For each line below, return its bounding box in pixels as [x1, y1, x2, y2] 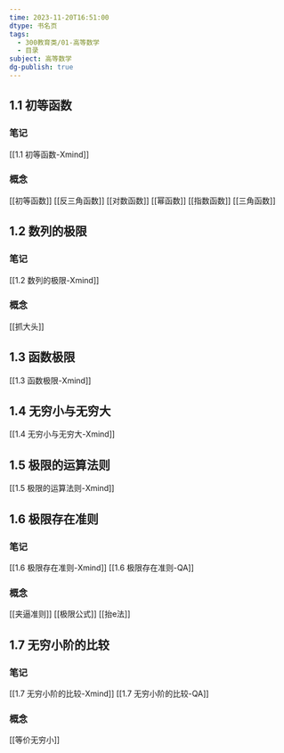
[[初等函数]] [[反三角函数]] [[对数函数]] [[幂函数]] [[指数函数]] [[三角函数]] [9, 195, 276, 206]
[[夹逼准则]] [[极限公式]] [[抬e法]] [9, 609, 131, 619]
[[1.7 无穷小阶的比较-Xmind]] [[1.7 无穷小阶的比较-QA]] [9, 688, 209, 699]
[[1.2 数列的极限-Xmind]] [9, 274, 100, 285]
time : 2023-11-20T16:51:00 [9, 12, 110, 22]
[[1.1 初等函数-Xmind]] [9, 149, 90, 160]
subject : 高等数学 [9, 54, 73, 63]
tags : [9, 29, 29, 38]
